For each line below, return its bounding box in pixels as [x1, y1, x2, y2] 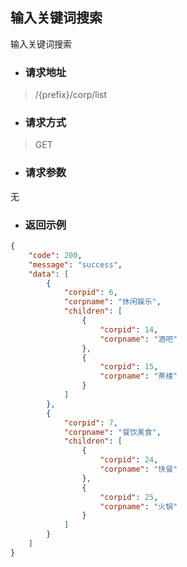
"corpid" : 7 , [63, 418, 118, 428]
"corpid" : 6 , [63, 288, 118, 298]
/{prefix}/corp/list [34, 89, 108, 101]
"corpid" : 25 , [99, 492, 159, 502]
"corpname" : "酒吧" [99, 334, 178, 344]
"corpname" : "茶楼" [99, 371, 178, 382]
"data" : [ [28, 269, 70, 279]
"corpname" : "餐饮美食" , [63, 427, 162, 437]
